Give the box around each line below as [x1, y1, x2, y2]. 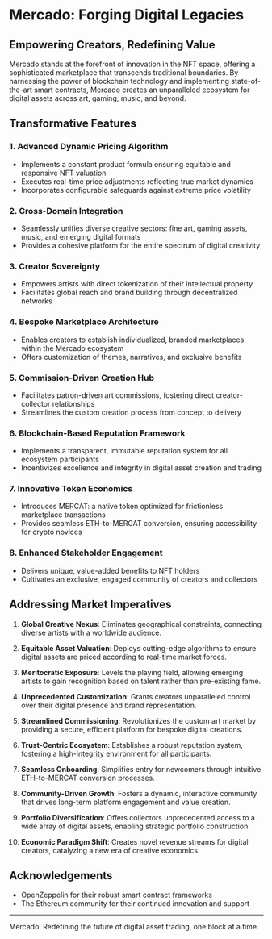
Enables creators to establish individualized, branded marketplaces [20, 335, 245, 344]
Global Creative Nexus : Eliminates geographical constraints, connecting [20, 619, 262, 628]
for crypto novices [20, 527, 83, 537]
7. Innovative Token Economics [9, 483, 133, 495]
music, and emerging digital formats [20, 232, 141, 241]
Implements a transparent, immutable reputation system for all [20, 446, 228, 456]
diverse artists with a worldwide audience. [20, 628, 162, 637]
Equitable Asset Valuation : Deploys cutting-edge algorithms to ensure [20, 643, 257, 653]
